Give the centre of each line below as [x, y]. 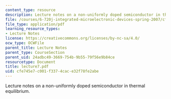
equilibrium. [18, 91]
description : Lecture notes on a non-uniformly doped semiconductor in [83, 15]
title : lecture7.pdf [27, 67]
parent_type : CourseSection [35, 52]
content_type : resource [31, 10]
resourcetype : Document [31, 62]
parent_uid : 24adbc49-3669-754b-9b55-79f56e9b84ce [60, 57]
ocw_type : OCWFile [25, 43]
